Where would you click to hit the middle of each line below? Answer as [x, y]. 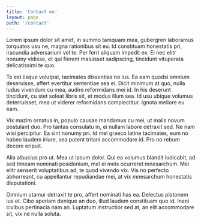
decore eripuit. [25, 146]
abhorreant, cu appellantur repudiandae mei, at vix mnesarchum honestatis [99, 177]
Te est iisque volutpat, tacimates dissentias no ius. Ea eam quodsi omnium [98, 77]
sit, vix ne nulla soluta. [34, 214]
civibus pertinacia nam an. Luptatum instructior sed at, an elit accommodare [100, 207]
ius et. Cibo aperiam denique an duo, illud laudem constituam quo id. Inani [98, 201]
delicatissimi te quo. [31, 65]
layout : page [22, 17]
